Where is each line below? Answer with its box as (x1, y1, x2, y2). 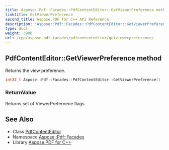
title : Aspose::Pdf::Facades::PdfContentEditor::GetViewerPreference (5, 7, 154, 13)
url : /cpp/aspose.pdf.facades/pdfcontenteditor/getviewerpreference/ (5, 36, 154, 41)
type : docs (5, 26, 28, 31)
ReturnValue (5, 89, 36, 96)
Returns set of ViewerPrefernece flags (5, 100, 84, 106)
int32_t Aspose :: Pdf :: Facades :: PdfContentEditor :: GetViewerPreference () (5, 77, 161, 82)
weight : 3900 (5, 31, 33, 36)
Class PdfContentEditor (12, 128, 61, 134)
